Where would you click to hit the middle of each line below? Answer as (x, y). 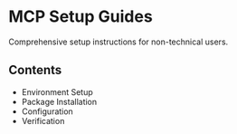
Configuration (47, 111)
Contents (35, 70)
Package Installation (59, 101)
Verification (43, 120)
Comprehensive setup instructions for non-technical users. (118, 42)
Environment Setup (57, 91)
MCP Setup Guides (81, 17)
